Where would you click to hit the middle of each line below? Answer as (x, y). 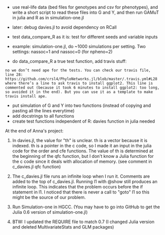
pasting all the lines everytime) (43, 111)
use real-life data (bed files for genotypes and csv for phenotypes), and (85, 7)
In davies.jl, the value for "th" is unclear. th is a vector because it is (80, 140)
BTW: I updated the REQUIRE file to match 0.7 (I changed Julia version (83, 222)
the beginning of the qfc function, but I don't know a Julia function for (83, 156)
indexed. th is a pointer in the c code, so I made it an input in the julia (82, 146)
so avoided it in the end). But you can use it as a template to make (79, 92)
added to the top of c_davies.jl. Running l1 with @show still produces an (85, 182)
